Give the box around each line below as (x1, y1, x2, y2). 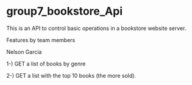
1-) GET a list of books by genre (6, 60, 86, 67)
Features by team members (6, 36, 76, 43)
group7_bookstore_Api (6, 4, 123, 18)
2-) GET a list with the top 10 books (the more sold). (6, 72, 136, 79)
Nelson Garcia (6, 48, 42, 56)
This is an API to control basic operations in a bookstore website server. (6, 24, 187, 32)
